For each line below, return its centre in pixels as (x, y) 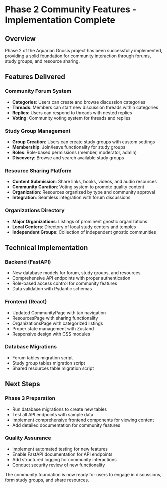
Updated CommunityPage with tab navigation (59, 313)
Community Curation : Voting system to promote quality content (78, 187)
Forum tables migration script (43, 358)
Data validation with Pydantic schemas (52, 289)
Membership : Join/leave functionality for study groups (69, 147)
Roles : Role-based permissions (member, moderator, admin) (75, 152)
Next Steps (23, 384)
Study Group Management (38, 131)
